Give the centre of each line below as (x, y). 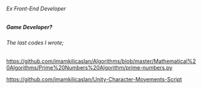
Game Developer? (29, 27)
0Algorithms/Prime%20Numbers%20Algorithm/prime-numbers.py (89, 68)
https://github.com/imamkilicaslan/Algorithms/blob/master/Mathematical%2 (101, 61)
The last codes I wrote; (35, 42)
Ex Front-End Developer (36, 8)
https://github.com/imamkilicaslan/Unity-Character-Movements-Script (94, 79)
